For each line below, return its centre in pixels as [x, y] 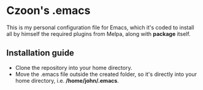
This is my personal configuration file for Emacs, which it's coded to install [100, 27]
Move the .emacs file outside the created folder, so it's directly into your [106, 74]
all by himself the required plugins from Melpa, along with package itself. [99, 33]
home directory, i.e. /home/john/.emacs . [67, 80]
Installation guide [40, 53]
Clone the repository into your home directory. [74, 67]
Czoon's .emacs [48, 11]
